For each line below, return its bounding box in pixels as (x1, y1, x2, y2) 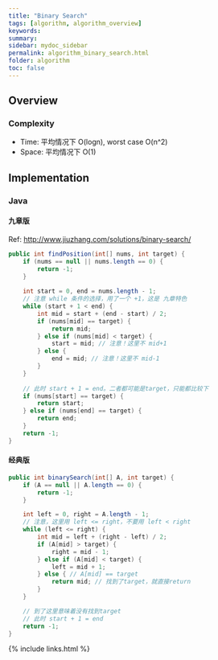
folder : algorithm (8, 57, 70, 65)
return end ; (37, 415, 78, 423)
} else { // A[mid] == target (37, 570, 138, 579)
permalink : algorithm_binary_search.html (8, 49, 150, 57)
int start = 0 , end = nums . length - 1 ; (23, 287, 157, 296)
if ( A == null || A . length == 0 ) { (23, 481, 142, 489)
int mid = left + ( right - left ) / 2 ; (37, 533, 167, 541)
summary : (8, 34, 38, 43)
